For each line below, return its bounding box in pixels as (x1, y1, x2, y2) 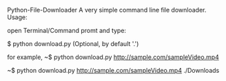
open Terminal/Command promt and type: (7, 27, 126, 34)
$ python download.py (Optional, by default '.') (7, 40, 139, 47)
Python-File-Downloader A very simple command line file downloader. (7, 6, 207, 14)
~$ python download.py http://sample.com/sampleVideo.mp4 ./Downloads (7, 67, 220, 74)
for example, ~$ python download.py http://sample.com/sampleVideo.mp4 (7, 53, 219, 61)
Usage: (7, 13, 28, 21)
